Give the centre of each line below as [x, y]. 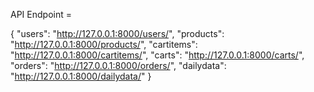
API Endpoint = [41, 14]
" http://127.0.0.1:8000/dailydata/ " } [81, 76]
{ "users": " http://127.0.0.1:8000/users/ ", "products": [117, 33]
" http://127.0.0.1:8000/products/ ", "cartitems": [104, 44]
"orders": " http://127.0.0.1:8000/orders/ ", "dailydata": [118, 65]
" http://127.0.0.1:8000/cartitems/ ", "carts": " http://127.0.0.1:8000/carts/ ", [157, 55]
